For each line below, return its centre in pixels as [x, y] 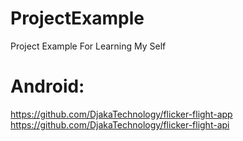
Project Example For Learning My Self [88, 46]
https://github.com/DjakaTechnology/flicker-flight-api [120, 124]
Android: [47, 86]
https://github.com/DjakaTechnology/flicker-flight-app [121, 114]
